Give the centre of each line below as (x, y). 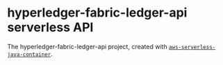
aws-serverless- (192, 47)
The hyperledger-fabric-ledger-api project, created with (88, 46)
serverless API (50, 27)
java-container (29, 54)
